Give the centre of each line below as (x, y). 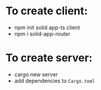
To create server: (49, 58)
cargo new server (36, 74)
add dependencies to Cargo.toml (54, 80)
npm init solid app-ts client (47, 27)
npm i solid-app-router (42, 33)
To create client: (47, 11)
